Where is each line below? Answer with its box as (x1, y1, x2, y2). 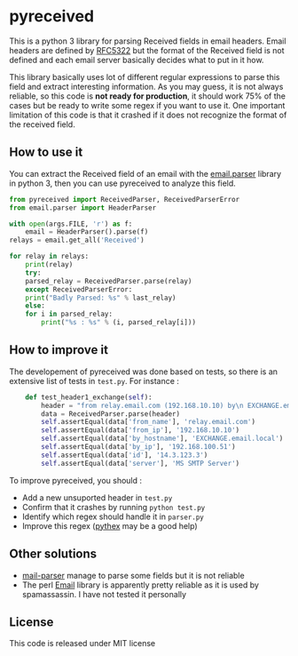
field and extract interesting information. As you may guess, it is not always (9, 81, 284, 92)
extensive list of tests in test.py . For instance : (9, 375, 180, 386)
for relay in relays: (9, 252, 90, 261)
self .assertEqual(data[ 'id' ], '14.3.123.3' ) (41, 451, 208, 460)
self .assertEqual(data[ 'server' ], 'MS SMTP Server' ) (41, 459, 240, 468)
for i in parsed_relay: (25, 309, 114, 319)
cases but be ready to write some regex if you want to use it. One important (9, 100, 286, 110)
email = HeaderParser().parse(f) (25, 228, 149, 236)
